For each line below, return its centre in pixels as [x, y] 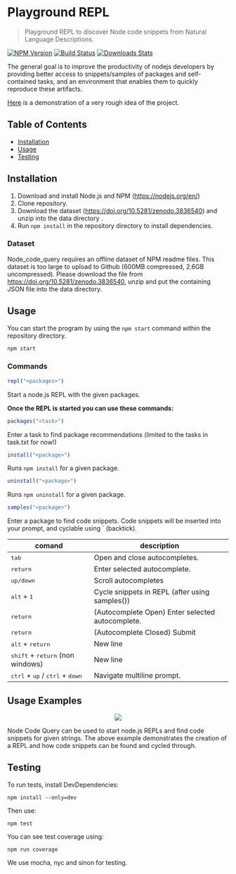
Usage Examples [45, 701]
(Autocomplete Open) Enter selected [155, 612]
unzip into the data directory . [60, 218]
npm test [20, 823]
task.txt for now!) [32, 442]
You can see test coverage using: [55, 836]
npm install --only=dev [42, 797]
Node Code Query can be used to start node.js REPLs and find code [106, 731]
